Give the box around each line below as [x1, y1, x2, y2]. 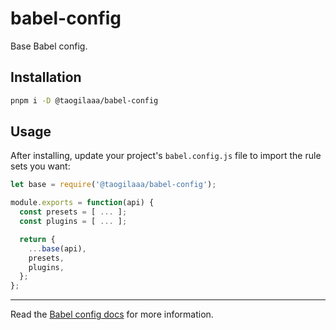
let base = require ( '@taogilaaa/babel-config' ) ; [10, 180, 217, 190]
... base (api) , [28, 243, 87, 254]
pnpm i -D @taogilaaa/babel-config [10, 95, 159, 106]
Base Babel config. [10, 40, 88, 52]
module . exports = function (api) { [10, 198, 155, 208]
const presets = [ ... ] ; [19, 207, 128, 217]
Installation [10, 69, 82, 86]
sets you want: [10, 160, 71, 172]
